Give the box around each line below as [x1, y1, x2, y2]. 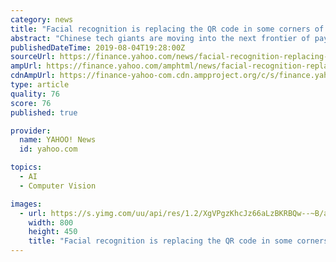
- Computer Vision [19, 181, 97, 191]
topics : [10, 162, 43, 173]
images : [10, 199, 43, 209]
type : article [10, 80, 70, 90]
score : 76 [10, 98, 52, 108]
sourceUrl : [10, 52, 56, 62]
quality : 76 [10, 89, 60, 99]
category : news [10, 14, 74, 25]
